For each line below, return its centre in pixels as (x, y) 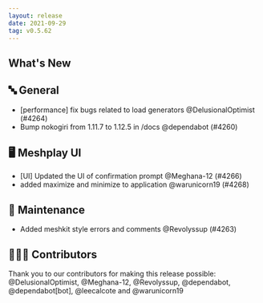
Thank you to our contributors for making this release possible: (112, 274)
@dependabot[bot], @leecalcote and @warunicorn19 (96, 291)
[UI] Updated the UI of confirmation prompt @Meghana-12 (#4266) (131, 176)
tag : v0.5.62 (30, 30)
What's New (40, 63)
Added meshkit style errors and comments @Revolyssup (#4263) (128, 229)
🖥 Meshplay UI (45, 153)
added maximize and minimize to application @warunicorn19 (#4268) (135, 184)
